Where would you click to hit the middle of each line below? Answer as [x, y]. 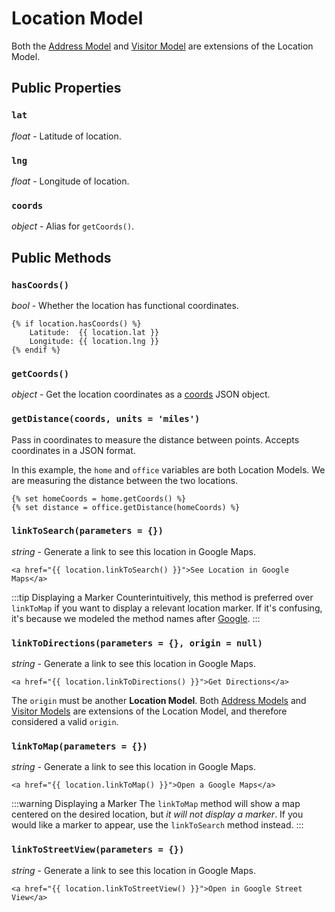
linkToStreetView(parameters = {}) [98, 850]
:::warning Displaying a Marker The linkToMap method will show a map [156, 804]
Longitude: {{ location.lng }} [94, 341]
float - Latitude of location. [66, 136]
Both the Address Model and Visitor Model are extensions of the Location [162, 46]
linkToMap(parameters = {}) [79, 746]
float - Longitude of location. [70, 181]
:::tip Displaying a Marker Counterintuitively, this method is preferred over [162, 597]
